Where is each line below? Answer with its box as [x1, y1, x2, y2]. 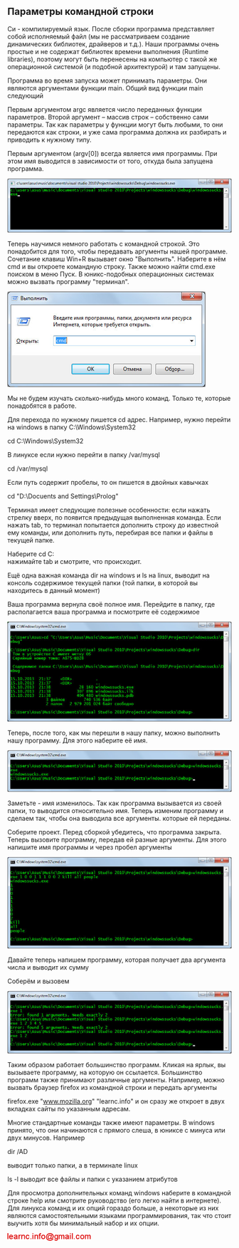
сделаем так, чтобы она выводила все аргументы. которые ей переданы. [7, 814, 231, 822]
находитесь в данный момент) [7, 586, 101, 594]
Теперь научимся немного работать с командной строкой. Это [7, 239, 201, 248]
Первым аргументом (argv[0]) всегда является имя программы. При [7, 149, 218, 157]
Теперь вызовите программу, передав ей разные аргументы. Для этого [7, 835, 227, 844]
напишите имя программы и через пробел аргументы [7, 843, 172, 851]
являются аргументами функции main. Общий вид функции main [7, 83, 203, 92]
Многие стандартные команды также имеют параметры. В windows [7, 1118, 215, 1127]
